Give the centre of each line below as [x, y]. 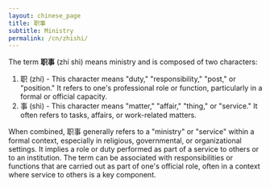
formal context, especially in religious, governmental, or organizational [125, 140]
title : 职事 [27, 23]
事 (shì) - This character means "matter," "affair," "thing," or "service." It [139, 106]
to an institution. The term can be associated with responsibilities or [121, 158]
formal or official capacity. [63, 96]
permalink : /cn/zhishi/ [48, 38]
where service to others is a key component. [82, 175]
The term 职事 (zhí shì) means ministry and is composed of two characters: [133, 62]
